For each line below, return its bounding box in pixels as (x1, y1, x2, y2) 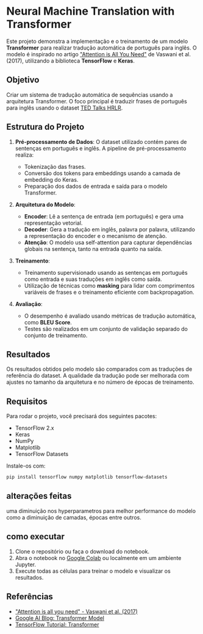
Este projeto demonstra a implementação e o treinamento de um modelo (6, 37, 188, 45)
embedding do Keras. (24, 176, 79, 183)
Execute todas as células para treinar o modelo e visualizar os (15, 567, 171, 575)
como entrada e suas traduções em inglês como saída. (24, 275, 163, 283)
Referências (6, 592, 54, 602)
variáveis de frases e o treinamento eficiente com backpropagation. (24, 288, 194, 296)
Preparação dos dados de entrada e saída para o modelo (24, 182, 168, 190)
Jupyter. (15, 561, 37, 568)
